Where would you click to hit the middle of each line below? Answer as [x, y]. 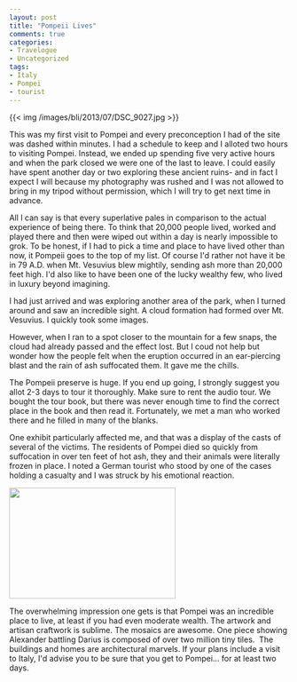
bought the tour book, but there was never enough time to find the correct [145, 401]
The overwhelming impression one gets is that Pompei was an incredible [142, 611]
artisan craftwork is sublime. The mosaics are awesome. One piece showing [148, 630]
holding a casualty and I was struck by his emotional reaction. [122, 475]
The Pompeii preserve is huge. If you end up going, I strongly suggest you [145, 382]
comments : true [37, 34]
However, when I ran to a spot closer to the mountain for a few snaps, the [143, 337]
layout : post [33, 17]
